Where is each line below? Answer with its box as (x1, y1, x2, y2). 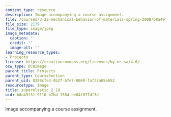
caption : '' (10, 36, 36, 41)
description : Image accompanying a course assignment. (5, 12, 124, 17)
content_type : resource (5, 7, 56, 13)
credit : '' (10, 41, 33, 46)
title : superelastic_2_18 (5, 87, 60, 93)
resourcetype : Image (5, 83, 49, 88)
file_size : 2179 (5, 21, 40, 27)
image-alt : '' (10, 45, 40, 50)
